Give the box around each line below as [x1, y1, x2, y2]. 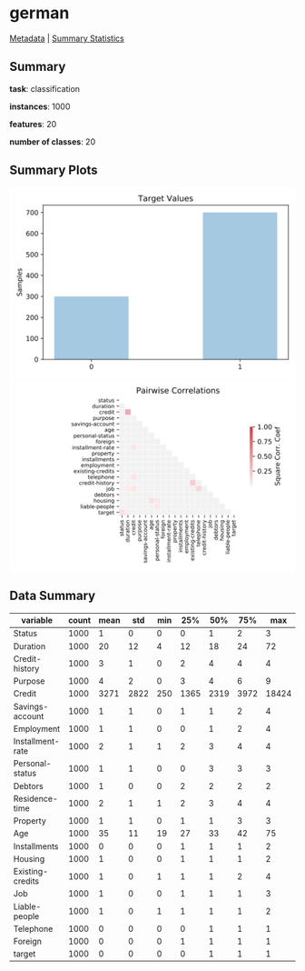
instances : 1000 [9, 101, 71, 112]
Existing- [13, 866, 48, 877]
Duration [13, 640, 46, 652]
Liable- [13, 901, 42, 912]
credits [13, 876, 39, 886]
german [9, 3, 70, 24]
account [13, 710, 44, 721]
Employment [13, 723, 61, 734]
